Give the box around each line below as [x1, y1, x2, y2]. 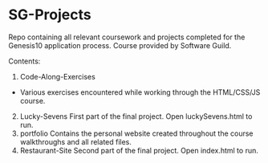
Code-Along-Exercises [19, 71, 96, 81]
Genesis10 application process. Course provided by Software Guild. [8, 40, 232, 50]
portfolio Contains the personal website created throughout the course [19, 128, 254, 138]
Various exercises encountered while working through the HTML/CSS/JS [19, 87, 261, 97]
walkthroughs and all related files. [19, 137, 132, 146]
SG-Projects [8, 6, 91, 24]
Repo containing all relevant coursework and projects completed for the [8, 32, 246, 42]
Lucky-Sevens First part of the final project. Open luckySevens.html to [19, 111, 253, 121]
